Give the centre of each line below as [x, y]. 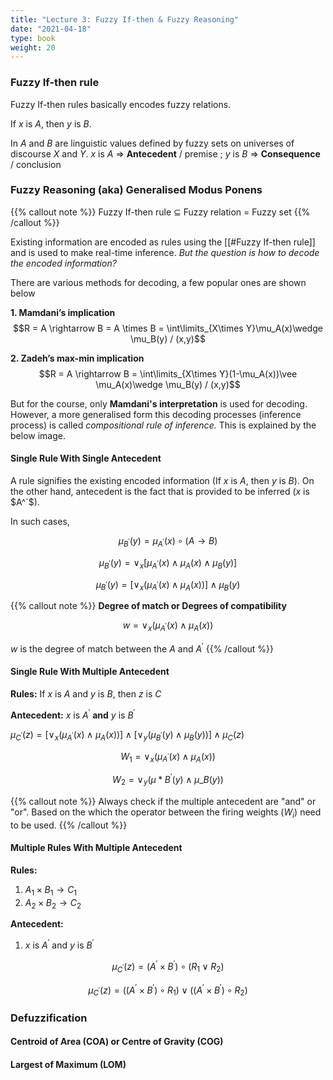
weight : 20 [33, 47]
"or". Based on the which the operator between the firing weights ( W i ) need [166, 813]
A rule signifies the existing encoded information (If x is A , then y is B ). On [162, 481]
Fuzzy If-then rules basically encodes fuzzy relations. [121, 104]
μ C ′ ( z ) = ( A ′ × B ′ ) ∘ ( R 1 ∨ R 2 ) [168, 967]
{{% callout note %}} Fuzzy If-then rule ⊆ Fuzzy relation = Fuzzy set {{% [160, 212]
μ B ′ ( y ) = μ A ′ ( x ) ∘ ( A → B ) [168, 542]
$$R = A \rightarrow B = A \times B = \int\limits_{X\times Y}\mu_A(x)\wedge [168, 328]
